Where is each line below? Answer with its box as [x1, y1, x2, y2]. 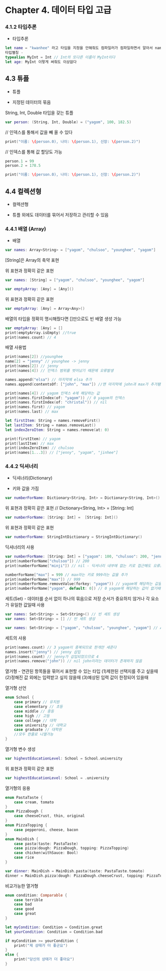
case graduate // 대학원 [14, 727, 62, 732]
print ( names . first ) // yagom [5, 405, 65, 410]
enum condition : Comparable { [5, 893, 68, 898]
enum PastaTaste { [5, 795, 43, 800]
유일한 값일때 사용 [10, 602, 45, 608]
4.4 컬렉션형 [5, 187, 41, 196]
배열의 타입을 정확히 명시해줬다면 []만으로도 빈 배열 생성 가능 [5, 316, 122, 322]
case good [14, 906, 35, 911]
